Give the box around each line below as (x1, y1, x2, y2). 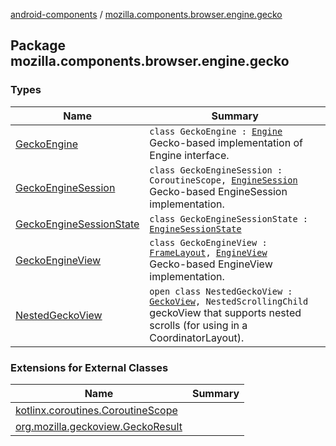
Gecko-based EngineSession (149, 184, 288, 198)
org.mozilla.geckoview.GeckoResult (15, 419, 183, 433)
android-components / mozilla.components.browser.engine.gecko (10, 9, 283, 20)
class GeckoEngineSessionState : (149, 213, 309, 224)
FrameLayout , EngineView (149, 247, 268, 258)
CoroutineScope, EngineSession (149, 174, 298, 186)
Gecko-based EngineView (149, 257, 273, 271)
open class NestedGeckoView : (149, 285, 293, 297)
